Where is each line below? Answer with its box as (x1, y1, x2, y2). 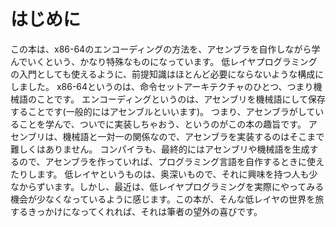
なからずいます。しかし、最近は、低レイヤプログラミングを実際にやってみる (10, 180, 325, 192)
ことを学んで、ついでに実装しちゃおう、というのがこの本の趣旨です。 (18, 118, 307, 130)
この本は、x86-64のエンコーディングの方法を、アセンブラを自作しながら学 (10, 43, 321, 55)
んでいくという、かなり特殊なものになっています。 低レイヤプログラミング (10, 55, 318, 67)
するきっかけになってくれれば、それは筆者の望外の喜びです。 (10, 205, 263, 217)
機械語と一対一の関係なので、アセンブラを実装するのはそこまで (62, 130, 325, 142)
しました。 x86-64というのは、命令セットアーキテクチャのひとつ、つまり (10, 80, 314, 92)
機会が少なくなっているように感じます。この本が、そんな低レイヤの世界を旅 (10, 193, 325, 205)
